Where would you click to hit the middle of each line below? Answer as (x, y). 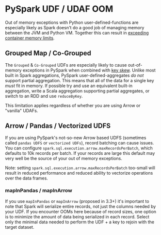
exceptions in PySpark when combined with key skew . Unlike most (89, 70)
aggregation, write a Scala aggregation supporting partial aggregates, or (77, 90)
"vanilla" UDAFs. (22, 110)
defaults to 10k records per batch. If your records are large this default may (80, 153)
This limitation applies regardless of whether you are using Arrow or (73, 105)
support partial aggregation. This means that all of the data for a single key (80, 80)
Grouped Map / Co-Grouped (48, 53)
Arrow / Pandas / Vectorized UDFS (58, 126)
